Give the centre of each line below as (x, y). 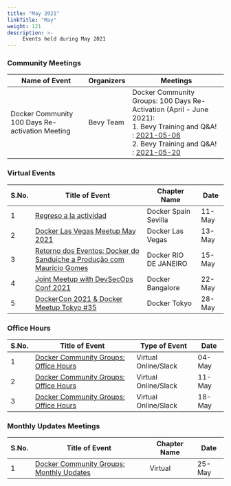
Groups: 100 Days (161, 101)
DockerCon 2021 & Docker (79, 298)
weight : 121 (24, 26)
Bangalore (163, 287)
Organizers (107, 81)
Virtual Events (32, 173)
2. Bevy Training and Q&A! (174, 144)
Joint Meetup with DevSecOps (85, 279)
